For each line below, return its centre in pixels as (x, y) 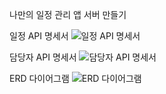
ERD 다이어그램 (39, 78)
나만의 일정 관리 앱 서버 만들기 (68, 14)
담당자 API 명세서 (43, 57)
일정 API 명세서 (39, 36)
